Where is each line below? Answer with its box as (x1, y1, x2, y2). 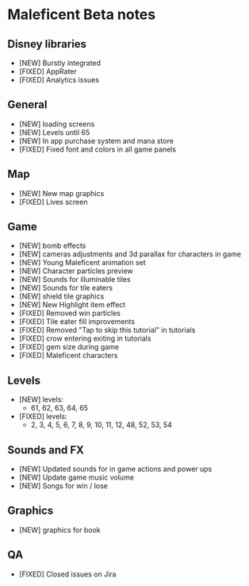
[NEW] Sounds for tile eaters (18, 283, 113, 293)
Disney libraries (7, 37, 87, 51)
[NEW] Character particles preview (18, 266, 134, 276)
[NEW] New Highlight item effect (18, 300, 126, 310)
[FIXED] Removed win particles (18, 308, 121, 318)
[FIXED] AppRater (18, 67, 77, 76)
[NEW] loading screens (18, 119, 95, 129)
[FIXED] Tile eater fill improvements (18, 317, 136, 326)
